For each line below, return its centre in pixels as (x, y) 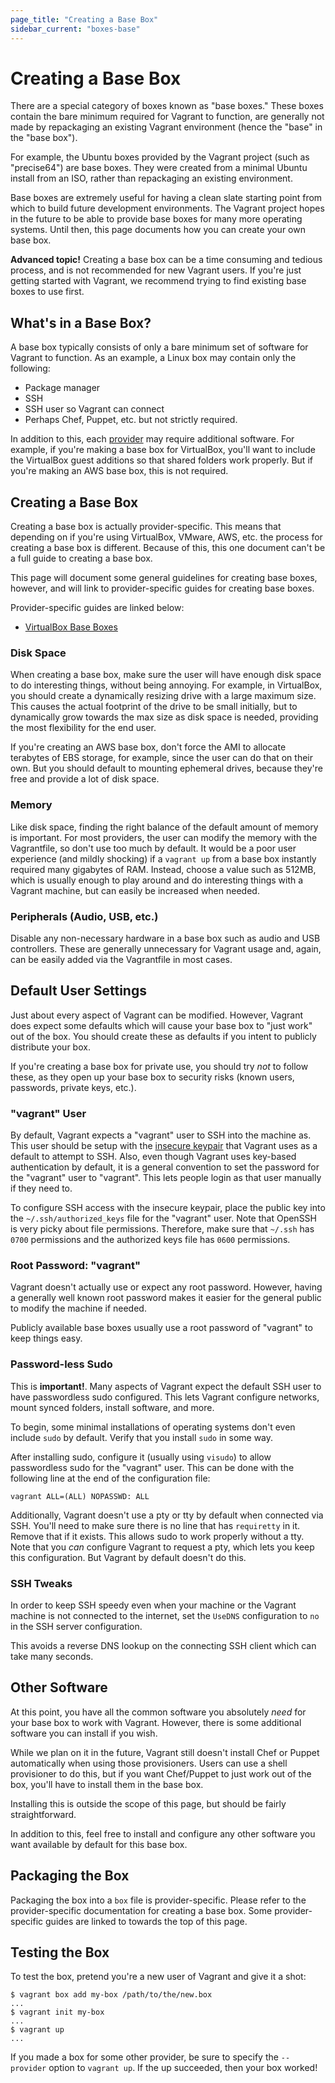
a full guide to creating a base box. (81, 558)
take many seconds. (52, 1656)
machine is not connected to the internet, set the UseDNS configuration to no (165, 1615)
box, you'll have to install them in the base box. (107, 1784)
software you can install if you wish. (84, 1733)
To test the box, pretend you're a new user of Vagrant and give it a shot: (158, 1977)
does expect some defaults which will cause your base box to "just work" (161, 1025)
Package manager (62, 388)
